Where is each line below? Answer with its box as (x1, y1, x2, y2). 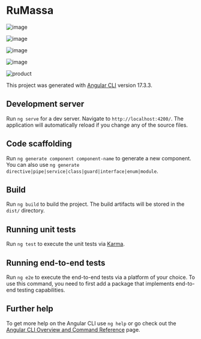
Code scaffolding (6, 139, 72, 149)
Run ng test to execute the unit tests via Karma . (6, 241, 125, 248)
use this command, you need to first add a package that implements (6, 280, 175, 287)
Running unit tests (6, 224, 76, 235)
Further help (6, 304, 54, 314)
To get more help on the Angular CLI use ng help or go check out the (6, 319, 176, 327)
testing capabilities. (17, 286, 65, 293)
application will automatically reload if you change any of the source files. (6, 121, 188, 128)
